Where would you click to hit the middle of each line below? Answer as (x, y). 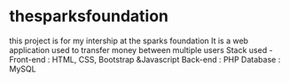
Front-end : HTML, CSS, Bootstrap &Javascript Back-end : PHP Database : (145, 59)
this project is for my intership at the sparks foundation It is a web (129, 41)
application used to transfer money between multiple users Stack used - (141, 49)
